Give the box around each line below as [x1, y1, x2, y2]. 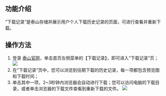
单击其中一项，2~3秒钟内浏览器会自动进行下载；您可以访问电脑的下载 [12, 79, 156, 85]
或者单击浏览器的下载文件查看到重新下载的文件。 [21, 86, 121, 92]
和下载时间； [12, 73, 39, 79]
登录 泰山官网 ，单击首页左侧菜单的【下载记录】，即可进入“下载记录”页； [12, 55, 159, 61]
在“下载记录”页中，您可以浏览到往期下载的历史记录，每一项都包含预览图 [12, 67, 160, 73]
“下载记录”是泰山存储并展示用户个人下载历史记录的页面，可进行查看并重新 [5, 19, 157, 25]
